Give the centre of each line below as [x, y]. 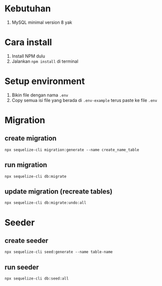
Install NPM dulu [28, 56]
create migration [31, 138]
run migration [26, 165]
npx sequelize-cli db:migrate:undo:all [46, 203]
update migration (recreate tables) [59, 192]
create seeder [27, 241]
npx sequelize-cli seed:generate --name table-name [59, 252]
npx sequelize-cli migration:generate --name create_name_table [72, 150]
